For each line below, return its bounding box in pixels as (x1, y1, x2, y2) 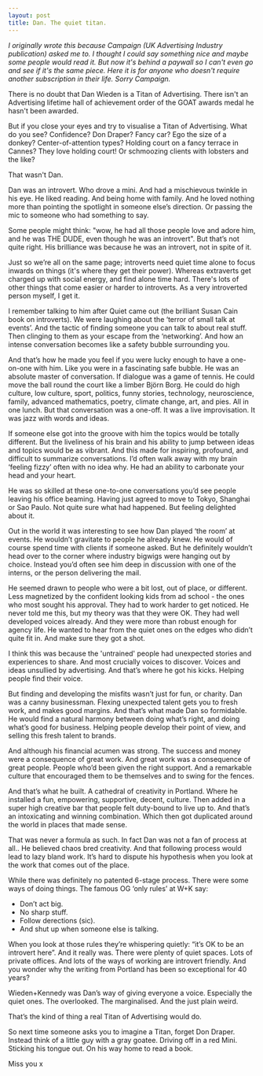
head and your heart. (8, 470, 76, 480)
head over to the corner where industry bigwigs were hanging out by (8, 551, 231, 560)
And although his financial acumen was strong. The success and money (8, 745, 241, 756)
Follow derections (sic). (19, 915, 96, 925)
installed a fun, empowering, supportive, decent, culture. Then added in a (8, 794, 246, 804)
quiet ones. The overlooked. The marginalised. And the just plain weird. (8, 997, 239, 1006)
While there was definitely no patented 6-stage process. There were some (8, 875, 249, 885)
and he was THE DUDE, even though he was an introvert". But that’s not (8, 234, 239, 243)
